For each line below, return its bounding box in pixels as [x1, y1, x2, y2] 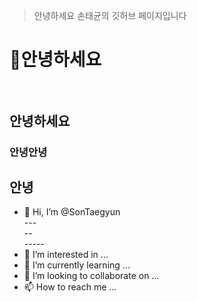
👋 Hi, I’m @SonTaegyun [23, 206, 121, 218]
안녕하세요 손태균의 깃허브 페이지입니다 [33, 10, 187, 21]
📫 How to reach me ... [23, 281, 117, 293]
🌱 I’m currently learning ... [23, 259, 131, 271]
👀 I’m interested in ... [23, 249, 109, 261]
